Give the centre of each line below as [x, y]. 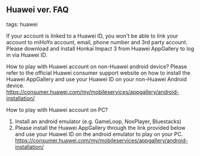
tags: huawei [22, 24]
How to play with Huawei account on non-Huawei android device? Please [97, 66]
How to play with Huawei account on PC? [57, 109]
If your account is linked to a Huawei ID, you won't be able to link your [92, 36]
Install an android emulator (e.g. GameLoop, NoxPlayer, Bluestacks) [98, 121]
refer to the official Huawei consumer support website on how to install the [98, 73]
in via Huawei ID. [27, 55]
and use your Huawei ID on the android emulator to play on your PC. [99, 134]
